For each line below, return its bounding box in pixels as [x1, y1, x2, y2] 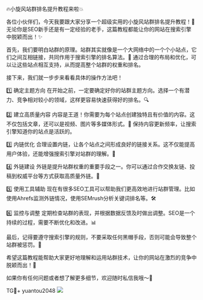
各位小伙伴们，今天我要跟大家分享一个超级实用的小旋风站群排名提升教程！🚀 [6, 18, 195, 25]
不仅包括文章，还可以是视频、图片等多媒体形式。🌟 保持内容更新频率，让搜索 [6, 120, 197, 127]
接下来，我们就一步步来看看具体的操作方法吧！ [6, 74, 123, 81]
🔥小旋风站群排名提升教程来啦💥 [6, 5, 84, 12]
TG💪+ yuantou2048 [6, 287, 56, 294]
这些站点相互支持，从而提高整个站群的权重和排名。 [16, 61, 144, 68]
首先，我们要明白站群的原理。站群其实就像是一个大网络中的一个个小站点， [6, 46, 192, 53]
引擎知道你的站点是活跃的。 [6, 128, 76, 135]
